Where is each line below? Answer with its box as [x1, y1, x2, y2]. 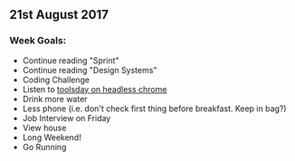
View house [22, 122, 67, 133]
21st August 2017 [9, 7, 109, 23]
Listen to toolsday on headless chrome [22, 83, 167, 94]
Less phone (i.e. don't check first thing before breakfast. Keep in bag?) [22, 103, 287, 114]
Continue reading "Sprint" [22, 54, 119, 66]
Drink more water [22, 93, 88, 104]
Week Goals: [9, 34, 67, 47]
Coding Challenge [22, 74, 90, 85]
